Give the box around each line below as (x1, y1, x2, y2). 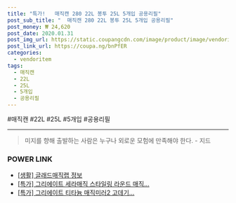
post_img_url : (7, 36, 49, 43)
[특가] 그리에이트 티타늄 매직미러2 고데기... (17, 188, 135, 197)
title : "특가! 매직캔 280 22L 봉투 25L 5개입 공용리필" (7, 10, 162, 17)
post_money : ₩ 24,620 (7, 23, 71, 30)
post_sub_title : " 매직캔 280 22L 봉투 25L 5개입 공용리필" (7, 17, 174, 24)
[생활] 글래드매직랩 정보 (17, 171, 83, 179)
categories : (7, 50, 42, 57)
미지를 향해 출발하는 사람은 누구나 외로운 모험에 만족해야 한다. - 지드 (24, 136, 211, 144)
